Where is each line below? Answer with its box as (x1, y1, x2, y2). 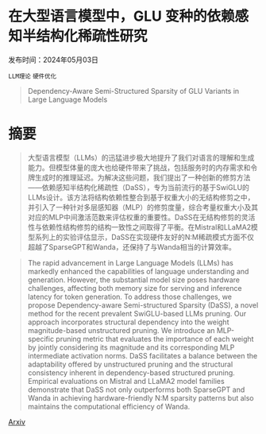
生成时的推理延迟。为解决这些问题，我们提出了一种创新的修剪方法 (34, 172, 251, 182)
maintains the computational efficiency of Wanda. (27, 401, 191, 411)
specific (27, 334, 54, 343)
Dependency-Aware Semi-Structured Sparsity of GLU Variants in (27, 86, 240, 95)
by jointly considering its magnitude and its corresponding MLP (27, 343, 235, 352)
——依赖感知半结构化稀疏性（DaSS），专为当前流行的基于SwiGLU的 (27, 182, 250, 192)
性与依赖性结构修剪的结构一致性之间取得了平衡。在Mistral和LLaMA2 (27, 222, 252, 231)
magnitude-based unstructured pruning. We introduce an (27, 325, 216, 335)
